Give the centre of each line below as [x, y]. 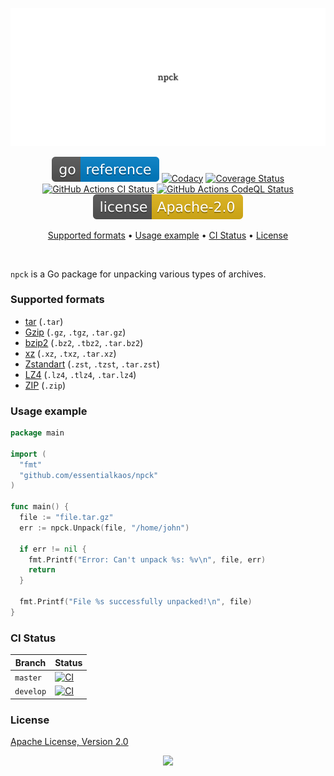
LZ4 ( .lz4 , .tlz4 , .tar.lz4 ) [80, 374]
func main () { [40, 507]
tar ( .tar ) [44, 321]
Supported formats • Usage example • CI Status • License [168, 235]
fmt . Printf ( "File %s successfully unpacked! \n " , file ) [136, 602]
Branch [30, 662]
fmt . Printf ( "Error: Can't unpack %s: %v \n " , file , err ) [147, 559]
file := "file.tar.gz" [66, 518]
